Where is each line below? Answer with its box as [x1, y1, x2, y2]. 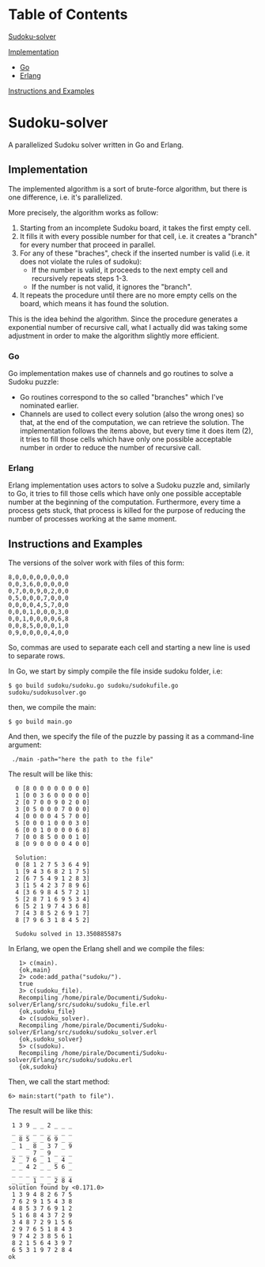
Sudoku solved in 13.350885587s [15, 930, 123, 939]
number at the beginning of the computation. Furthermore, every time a [8, 497, 241, 507]
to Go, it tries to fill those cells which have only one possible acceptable [8, 489, 242, 499]
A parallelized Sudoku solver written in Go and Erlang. [8, 140, 184, 150]
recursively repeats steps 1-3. [31, 273, 129, 283]
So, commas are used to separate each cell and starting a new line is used [8, 643, 251, 652]
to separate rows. [8, 651, 66, 661]
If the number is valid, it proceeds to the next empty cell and [31, 265, 228, 275]
